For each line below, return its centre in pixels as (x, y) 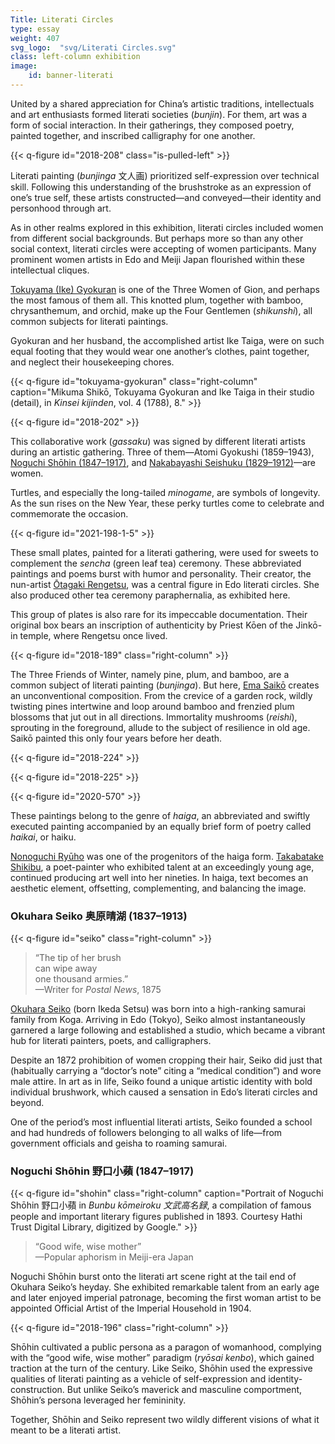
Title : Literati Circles (62, 19)
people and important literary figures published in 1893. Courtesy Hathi (156, 1217)
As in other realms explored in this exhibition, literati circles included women (167, 227)
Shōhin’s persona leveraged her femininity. (98, 1400)
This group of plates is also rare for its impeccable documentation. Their (159, 614)
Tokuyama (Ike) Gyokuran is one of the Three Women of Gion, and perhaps (165, 289)
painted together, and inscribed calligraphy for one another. (133, 135)
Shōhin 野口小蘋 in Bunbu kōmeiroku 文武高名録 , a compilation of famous (161, 1205)
